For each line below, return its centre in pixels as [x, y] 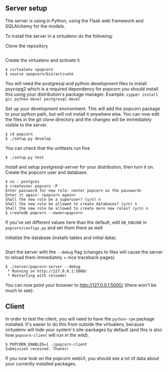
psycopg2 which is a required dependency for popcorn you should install [82, 89]
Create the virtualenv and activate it [43, 60]
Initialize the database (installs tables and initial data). [61, 237]
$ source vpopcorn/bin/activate [39, 74]
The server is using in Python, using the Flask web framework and [74, 20]
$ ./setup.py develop [28, 139]
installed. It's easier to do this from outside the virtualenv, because [75, 324]
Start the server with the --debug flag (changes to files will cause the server [84, 252]
